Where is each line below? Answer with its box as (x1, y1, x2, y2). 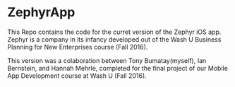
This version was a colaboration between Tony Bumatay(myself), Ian (7, 56, 207, 64)
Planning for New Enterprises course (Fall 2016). (7, 42, 148, 51)
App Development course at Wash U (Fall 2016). (7, 71, 147, 80)
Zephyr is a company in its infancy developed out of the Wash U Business (7, 35, 222, 43)
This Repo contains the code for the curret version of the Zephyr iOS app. (7, 28, 222, 36)
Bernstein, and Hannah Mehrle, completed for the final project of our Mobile (7, 64, 228, 72)
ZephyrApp (7, 4, 76, 21)
